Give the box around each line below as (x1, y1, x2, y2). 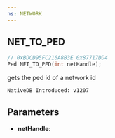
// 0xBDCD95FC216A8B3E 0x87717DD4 (7, 54, 109, 61)
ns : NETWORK (7, 10, 42, 17)
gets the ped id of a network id (7, 74, 96, 82)
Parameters (7, 106, 60, 118)
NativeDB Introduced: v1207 (7, 87, 90, 94)
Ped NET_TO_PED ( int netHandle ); (7, 61, 102, 68)
